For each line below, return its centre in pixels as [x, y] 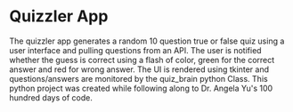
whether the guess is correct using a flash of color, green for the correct [142, 60]
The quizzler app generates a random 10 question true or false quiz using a [147, 41]
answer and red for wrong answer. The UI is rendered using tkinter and [139, 69]
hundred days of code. [51, 97]
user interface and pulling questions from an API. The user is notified [135, 50]
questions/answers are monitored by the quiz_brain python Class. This [139, 78]
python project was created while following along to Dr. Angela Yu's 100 [141, 88]
